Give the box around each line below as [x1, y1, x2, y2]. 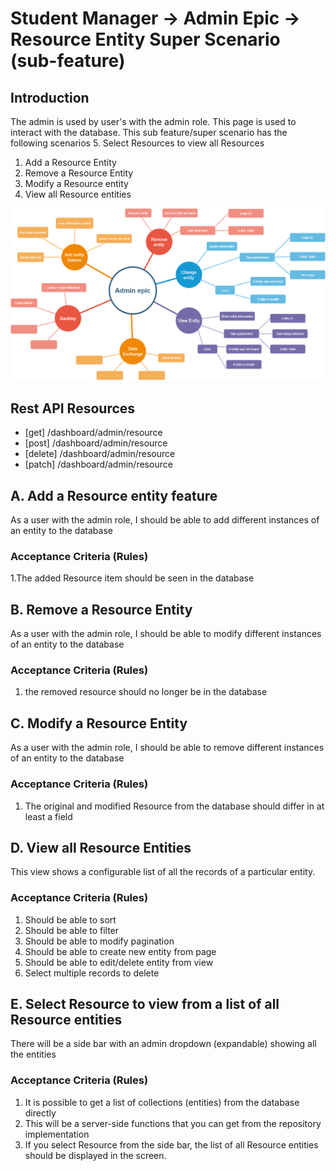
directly [24, 1107, 57, 1119]
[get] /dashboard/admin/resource [24, 427, 163, 439]
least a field [24, 810, 73, 822]
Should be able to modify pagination [24, 935, 175, 947]
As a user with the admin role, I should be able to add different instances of [10, 514, 320, 526]
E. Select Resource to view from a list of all [10, 996, 280, 1013]
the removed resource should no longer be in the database [24, 686, 268, 698]
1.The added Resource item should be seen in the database [10, 572, 255, 584]
